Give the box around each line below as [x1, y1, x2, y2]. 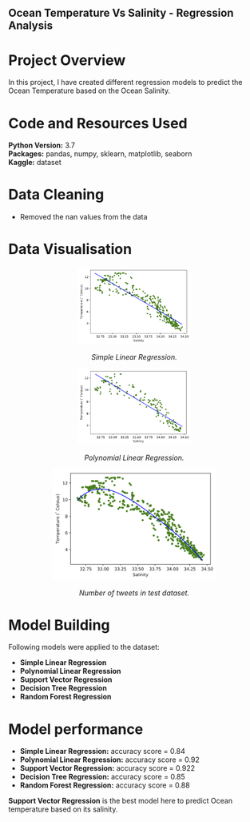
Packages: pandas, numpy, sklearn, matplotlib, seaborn [8, 149, 192, 159]
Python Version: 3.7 [8, 140, 76, 151]
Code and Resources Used [8, 114, 188, 132]
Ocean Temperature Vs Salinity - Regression [8, 6, 234, 20]
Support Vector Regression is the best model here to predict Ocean [8, 796, 233, 806]
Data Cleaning [8, 186, 105, 203]
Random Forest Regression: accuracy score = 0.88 [19, 780, 190, 790]
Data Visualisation [8, 240, 133, 259]
